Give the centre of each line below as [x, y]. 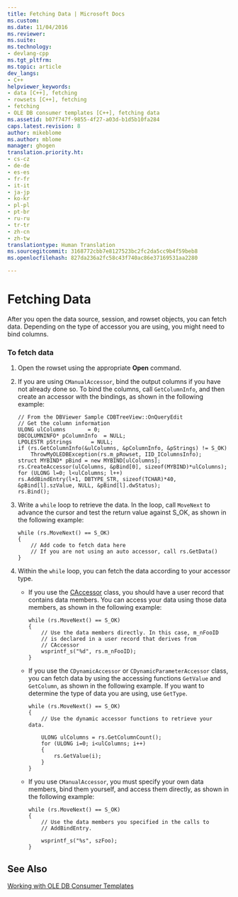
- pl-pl [19, 205]
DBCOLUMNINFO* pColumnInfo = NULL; [72, 436]
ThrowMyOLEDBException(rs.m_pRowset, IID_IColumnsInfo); [117, 455]
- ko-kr [19, 199]
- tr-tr [19, 225]
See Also [27, 869]
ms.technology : [30, 47]
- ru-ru [19, 219]
